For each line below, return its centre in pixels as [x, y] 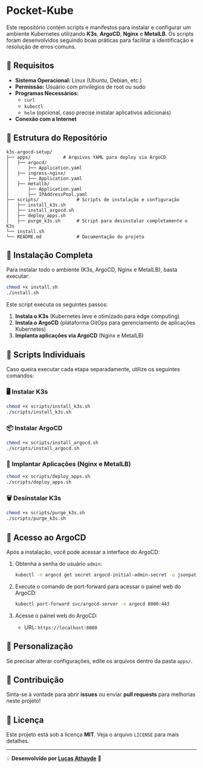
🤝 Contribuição [35, 680]
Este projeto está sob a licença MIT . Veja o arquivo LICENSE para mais [93, 735]
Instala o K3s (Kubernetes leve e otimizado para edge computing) [97, 316]
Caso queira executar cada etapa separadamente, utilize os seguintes [93, 369]
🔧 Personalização [40, 647]
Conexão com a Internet [46, 119]
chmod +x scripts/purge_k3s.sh [46, 513]
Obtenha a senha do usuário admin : [59, 563]
